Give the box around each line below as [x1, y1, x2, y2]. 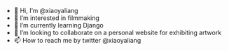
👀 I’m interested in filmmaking [13, 14, 100, 22]
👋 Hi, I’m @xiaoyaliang [13, 7, 78, 14]
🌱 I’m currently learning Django [13, 21, 104, 29]
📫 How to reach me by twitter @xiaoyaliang [13, 37, 141, 44]
